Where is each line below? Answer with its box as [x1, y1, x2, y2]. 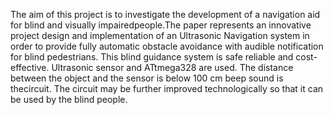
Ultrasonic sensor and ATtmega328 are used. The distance [51, 62, 294, 73]
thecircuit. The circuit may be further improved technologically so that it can [10, 83, 324, 94]
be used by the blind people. [10, 94, 128, 105]
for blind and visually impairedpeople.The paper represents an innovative [10, 19, 312, 31]
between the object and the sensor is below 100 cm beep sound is [10, 72, 284, 84]
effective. [10, 62, 50, 73]
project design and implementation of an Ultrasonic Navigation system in [10, 30, 310, 41]
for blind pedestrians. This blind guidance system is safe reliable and [10, 51, 294, 63]
